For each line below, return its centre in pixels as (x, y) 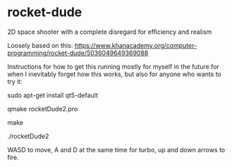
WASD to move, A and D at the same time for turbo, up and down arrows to (116, 149)
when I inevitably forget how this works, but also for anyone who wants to (115, 74)
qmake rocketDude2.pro (43, 109)
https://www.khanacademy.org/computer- (136, 45)
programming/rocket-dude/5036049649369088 (78, 53)
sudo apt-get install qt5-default (53, 95)
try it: (15, 81)
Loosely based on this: (40, 45)
